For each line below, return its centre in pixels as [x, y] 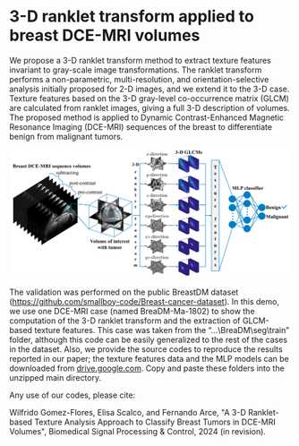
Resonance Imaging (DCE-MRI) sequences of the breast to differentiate [141, 126]
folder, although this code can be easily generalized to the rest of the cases [149, 339]
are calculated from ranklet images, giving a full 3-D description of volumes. [149, 107]
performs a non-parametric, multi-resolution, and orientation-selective [139, 79]
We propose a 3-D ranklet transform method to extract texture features [140, 60]
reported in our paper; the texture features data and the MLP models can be [149, 358]
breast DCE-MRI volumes [105, 35]
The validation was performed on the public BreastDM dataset [124, 292]
